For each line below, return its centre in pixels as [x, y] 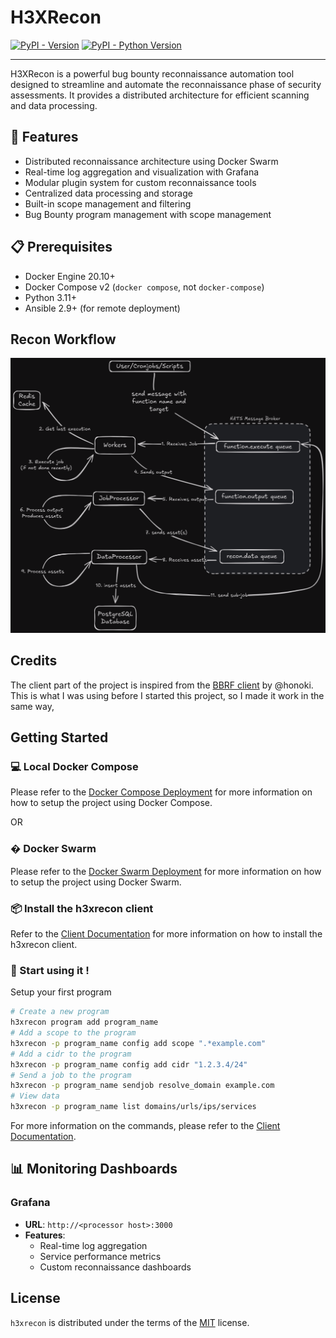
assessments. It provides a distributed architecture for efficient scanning [160, 95]
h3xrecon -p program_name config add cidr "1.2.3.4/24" [129, 1064]
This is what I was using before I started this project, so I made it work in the [167, 695]
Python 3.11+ [51, 297]
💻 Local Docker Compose [74, 767]
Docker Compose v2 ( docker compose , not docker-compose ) [144, 287]
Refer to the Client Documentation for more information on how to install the [166, 933]
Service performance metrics [100, 1256]
